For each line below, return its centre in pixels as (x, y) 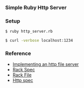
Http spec (23, 80)
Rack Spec (24, 70)
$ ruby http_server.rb (29, 32)
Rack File (22, 75)
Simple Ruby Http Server (36, 8)
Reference (18, 53)
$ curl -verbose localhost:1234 (39, 41)
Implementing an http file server (46, 64)
